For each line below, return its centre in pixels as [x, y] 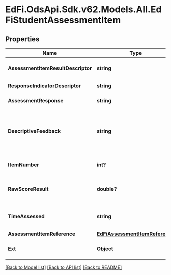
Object [105, 249]
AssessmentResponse [36, 100]
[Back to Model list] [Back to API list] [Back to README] [64, 267]
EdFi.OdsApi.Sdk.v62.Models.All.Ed [83, 9]
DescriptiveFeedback [34, 131]
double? [107, 189]
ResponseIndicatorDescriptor [45, 86]
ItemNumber [23, 165]
